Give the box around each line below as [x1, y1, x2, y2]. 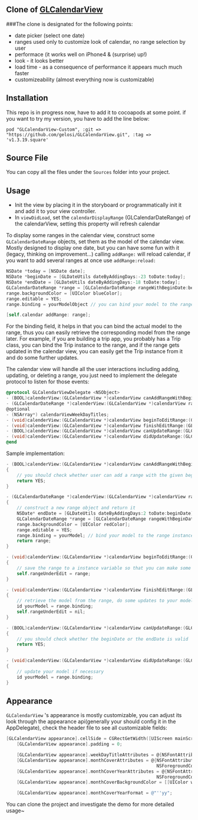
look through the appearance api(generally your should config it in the [6, 718, 176, 725]
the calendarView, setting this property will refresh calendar [14, 220, 160, 227]
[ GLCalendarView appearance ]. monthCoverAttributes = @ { [16, 757, 157, 763]
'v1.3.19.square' [6, 137, 49, 143]
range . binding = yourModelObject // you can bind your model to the [6, 301, 178, 307]
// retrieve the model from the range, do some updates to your [16, 598, 178, 604]
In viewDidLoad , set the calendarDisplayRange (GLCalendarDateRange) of [14, 214, 191, 221]
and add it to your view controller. [14, 208, 97, 215]
